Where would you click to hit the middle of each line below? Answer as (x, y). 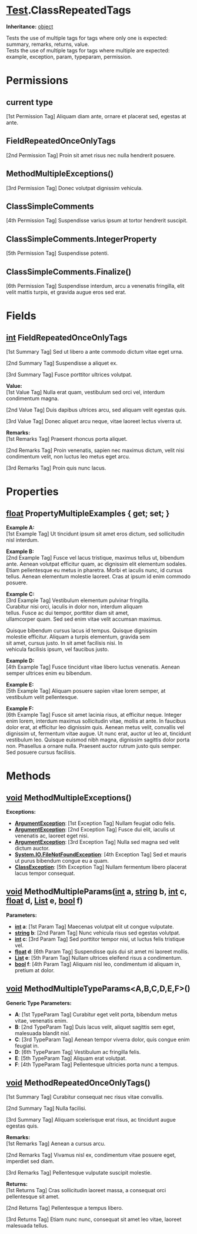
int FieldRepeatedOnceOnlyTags (67, 337)
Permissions (37, 81)
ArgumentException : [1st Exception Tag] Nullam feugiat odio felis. (95, 823)
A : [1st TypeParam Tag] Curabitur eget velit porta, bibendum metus (96, 1014)
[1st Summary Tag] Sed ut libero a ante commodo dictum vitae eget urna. (95, 352)
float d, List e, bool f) (45, 901)
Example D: (20, 661)
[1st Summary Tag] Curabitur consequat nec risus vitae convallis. (85, 1097)
